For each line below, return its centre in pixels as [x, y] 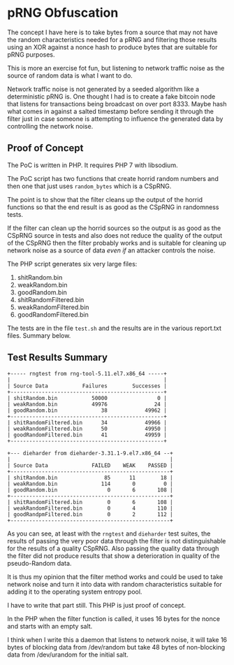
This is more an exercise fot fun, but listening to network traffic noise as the [116, 68]
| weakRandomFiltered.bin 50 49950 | [87, 429]
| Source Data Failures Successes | [87, 386]
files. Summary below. [39, 335]
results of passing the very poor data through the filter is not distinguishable [117, 541]
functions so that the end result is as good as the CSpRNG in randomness [113, 207]
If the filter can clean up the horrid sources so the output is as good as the [114, 228]
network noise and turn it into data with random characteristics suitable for [115, 584]
